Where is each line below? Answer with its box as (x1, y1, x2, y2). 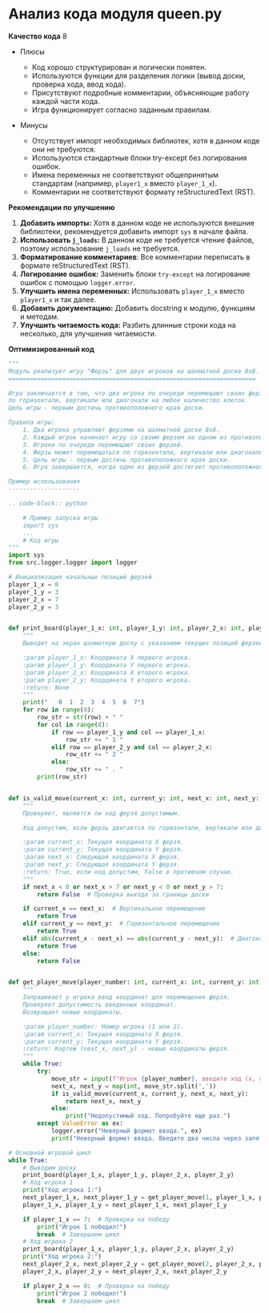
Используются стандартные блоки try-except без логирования (31, 153, 247, 163)
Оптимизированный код (8, 344, 94, 353)
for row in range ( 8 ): (22, 706, 94, 714)
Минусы (19, 120, 48, 130)
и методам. (19, 312, 59, 321)
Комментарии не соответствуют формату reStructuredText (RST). (31, 187, 256, 196)
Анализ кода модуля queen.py (8, 5, 223, 23)
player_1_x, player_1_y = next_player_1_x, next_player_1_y (22, 1201, 227, 1209)
